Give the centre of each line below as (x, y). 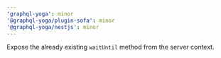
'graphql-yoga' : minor (40, 14)
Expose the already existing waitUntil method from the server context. (110, 47)
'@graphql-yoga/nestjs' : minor (53, 27)
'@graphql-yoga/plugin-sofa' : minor (61, 21)
